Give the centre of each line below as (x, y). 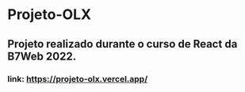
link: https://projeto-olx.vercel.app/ (78, 79)
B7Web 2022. (42, 56)
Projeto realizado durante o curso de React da (122, 44)
